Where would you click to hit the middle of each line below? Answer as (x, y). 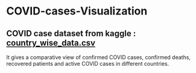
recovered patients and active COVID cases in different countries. (88, 64)
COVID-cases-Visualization (77, 11)
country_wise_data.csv (51, 43)
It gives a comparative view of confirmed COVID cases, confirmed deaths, (99, 57)
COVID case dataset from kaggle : (71, 33)
